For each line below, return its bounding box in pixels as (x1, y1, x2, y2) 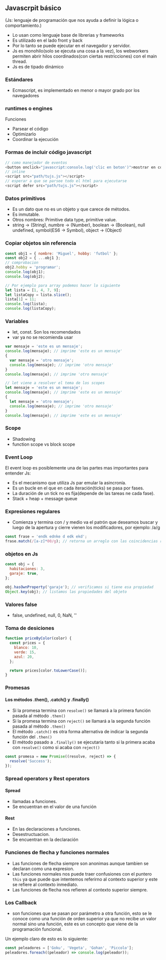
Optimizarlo (12, 131, 36, 137)
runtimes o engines (5, 105, 53, 112)
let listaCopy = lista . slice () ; (5, 292, 72, 297)
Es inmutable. (12, 211, 41, 217)
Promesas (5, 685, 30, 691)
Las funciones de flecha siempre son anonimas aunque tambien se (12, 860, 149, 866)
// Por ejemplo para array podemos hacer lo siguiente (5, 283, 121, 288)
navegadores (12, 93, 40, 99)
